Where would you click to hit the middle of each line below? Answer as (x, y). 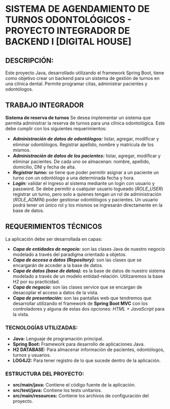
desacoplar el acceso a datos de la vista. (55, 292)
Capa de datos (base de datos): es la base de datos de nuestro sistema (89, 271)
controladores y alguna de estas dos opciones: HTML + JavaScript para (89, 309)
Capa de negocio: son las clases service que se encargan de (77, 287)
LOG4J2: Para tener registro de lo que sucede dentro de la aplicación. (87, 360)
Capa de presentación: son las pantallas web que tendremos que (82, 298)
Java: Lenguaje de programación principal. (58, 338)
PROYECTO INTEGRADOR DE (68, 31)
